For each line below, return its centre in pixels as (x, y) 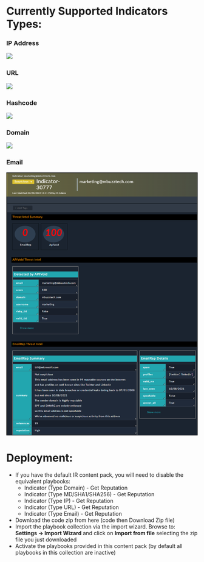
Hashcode (22, 103)
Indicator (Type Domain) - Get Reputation (76, 488)
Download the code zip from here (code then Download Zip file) (95, 520)
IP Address (23, 43)
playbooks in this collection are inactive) (66, 552)
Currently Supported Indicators (87, 11)
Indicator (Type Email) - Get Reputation (73, 513)
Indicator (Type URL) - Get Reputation (72, 507)
